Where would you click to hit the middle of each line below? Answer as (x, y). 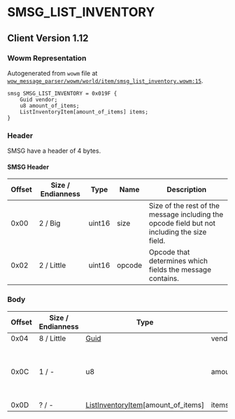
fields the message (180, 270)
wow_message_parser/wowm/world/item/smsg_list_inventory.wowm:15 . (105, 81)
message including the (186, 214)
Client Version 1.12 (48, 38)
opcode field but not (182, 224)
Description (187, 190)
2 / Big (50, 224)
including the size (178, 232)
